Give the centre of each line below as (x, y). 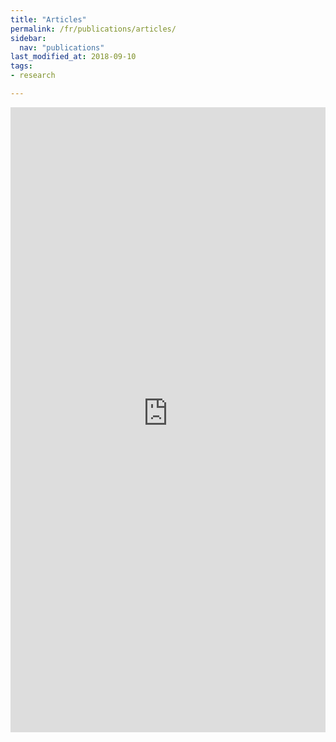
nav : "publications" (62, 47)
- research (33, 76)
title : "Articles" (48, 19)
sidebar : (28, 38)
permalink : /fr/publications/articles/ (93, 29)
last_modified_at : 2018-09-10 (73, 57)
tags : (21, 66)
